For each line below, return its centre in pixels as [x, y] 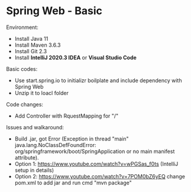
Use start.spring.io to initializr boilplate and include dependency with [98, 80]
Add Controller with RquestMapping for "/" [67, 116]
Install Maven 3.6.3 [38, 45]
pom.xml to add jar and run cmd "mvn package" [73, 183]
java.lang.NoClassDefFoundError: [55, 145]
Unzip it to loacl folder [42, 93]
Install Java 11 [31, 38]
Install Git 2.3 [31, 51]
